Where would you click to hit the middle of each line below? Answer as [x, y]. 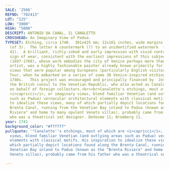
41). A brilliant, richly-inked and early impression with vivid [81, 52]
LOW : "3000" [18, 24]
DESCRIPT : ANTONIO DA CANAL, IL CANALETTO [50, 33]
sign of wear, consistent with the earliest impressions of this [80, 56]
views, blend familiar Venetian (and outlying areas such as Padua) [83, 136]
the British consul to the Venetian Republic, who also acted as [80, 84]
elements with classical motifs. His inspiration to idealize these [83, 140]
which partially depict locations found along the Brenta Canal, [80, 145]
